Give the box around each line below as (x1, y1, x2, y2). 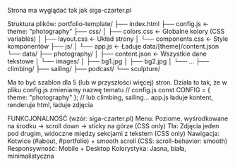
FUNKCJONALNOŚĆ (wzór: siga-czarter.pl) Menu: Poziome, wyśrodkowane (7, 114, 229, 123)
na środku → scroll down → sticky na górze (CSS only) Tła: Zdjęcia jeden (7, 122, 219, 130)
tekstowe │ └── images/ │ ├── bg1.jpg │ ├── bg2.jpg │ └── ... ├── (7, 57, 210, 66)
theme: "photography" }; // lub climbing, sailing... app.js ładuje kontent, (7, 93, 214, 101)
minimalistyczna (7, 151, 54, 160)
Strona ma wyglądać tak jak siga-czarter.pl (7, 6, 132, 14)
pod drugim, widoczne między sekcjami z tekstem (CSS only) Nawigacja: (7, 130, 220, 137)
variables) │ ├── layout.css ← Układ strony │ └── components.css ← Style (7, 35, 229, 43)
